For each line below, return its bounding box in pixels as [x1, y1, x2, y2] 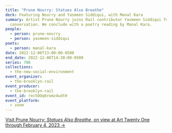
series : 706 [5, 60, 31, 65]
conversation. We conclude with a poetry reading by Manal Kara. [10, 21, 153, 27]
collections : [5, 64, 33, 70]
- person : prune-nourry [10, 31, 60, 36]
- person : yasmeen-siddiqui [10, 36, 70, 41]
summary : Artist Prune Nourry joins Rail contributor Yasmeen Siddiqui [5, 17, 161, 22]
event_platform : [5, 98, 40, 103]
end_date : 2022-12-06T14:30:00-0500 [5, 55, 83, 60]
